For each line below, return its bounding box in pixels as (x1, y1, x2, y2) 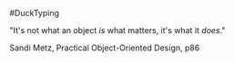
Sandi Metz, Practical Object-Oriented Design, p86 (9, 42, 200, 53)
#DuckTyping (9, 8, 59, 18)
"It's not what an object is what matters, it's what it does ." (9, 25, 226, 35)
